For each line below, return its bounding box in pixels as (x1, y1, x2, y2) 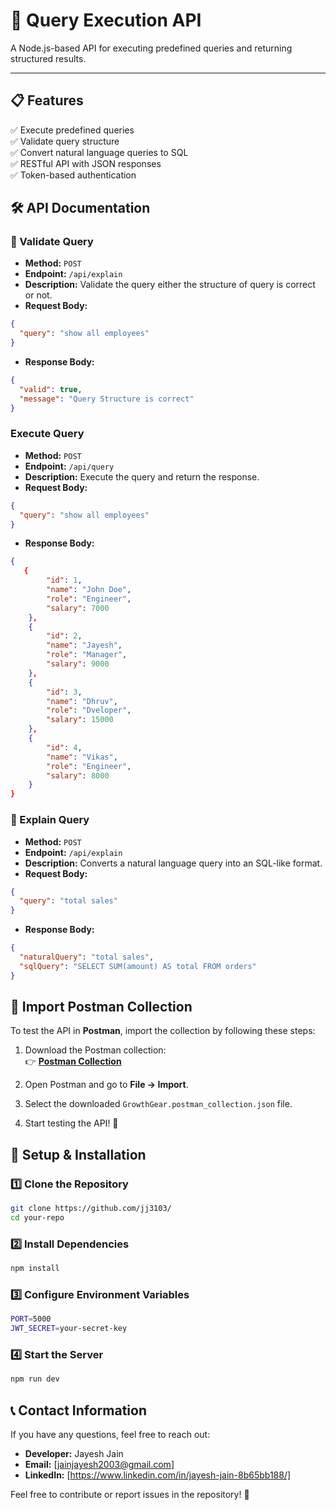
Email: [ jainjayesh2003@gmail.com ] (24, 1459, 175, 1471)
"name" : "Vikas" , (46, 752, 118, 762)
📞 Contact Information (10, 1402, 147, 1419)
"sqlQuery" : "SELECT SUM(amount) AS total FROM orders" (19, 961, 257, 971)
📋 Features (10, 92, 84, 109)
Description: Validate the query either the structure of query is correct (24, 279, 316, 291)
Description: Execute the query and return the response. (24, 470, 260, 483)
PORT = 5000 (10, 1314, 52, 1324)
